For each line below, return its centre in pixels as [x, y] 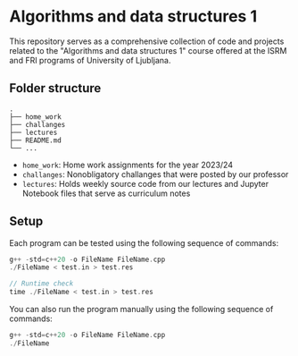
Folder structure [55, 88]
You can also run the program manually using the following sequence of [141, 309]
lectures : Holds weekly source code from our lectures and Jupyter [145, 183]
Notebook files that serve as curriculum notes [106, 193]
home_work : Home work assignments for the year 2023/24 [128, 165]
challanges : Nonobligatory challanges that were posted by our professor [155, 174]
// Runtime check [41, 284]
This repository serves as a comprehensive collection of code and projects [147, 41]
